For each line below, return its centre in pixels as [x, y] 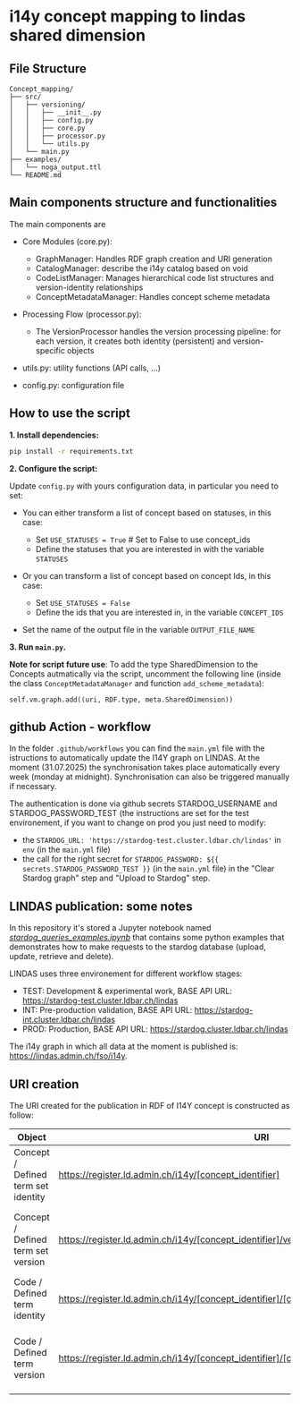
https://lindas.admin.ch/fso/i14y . [68, 1056]
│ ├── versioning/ [48, 105]
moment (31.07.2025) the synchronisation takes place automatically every [145, 768]
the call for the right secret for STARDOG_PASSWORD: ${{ [120, 859]
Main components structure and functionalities [143, 203]
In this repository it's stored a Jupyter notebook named [110, 928]
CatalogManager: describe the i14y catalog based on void [142, 268]
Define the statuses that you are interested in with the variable [150, 549]
